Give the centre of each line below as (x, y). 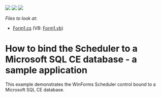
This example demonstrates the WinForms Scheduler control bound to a (80, 84)
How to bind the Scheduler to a (72, 49)
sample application (46, 70)
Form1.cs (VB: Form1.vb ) (38, 28)
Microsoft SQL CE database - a (71, 60)
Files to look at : (21, 18)
